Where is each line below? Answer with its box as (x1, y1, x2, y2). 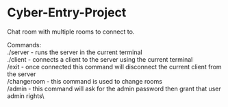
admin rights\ (7, 91, 45, 100)
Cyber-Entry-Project (7, 5, 127, 21)
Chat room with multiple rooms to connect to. (7, 27, 135, 36)
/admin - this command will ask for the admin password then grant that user (7, 84, 221, 93)
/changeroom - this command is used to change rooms (7, 77, 163, 85)
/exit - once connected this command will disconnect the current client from (7, 62, 222, 71)
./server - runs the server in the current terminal (7, 48, 142, 56)
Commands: (7, 40, 42, 49)
